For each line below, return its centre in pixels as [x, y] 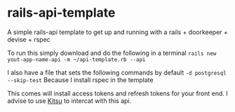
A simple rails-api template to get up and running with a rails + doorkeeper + [117, 32]
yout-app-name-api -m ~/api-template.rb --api [76, 59]
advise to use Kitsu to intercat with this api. [69, 101]
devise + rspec [29, 39]
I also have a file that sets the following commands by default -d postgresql [117, 72]
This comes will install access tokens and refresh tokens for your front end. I [117, 93]
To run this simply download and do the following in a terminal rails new [112, 53]
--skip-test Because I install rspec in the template [80, 80]
